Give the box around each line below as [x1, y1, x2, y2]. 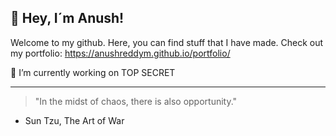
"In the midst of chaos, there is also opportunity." [34, 95, 238, 107]
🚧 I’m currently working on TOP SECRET [10, 66, 176, 78]
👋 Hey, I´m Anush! [10, 10, 125, 27]
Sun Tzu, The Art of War [24, 114, 125, 126]
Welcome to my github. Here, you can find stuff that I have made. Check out [10, 36, 324, 48]
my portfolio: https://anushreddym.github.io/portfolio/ [10, 47, 231, 59]
